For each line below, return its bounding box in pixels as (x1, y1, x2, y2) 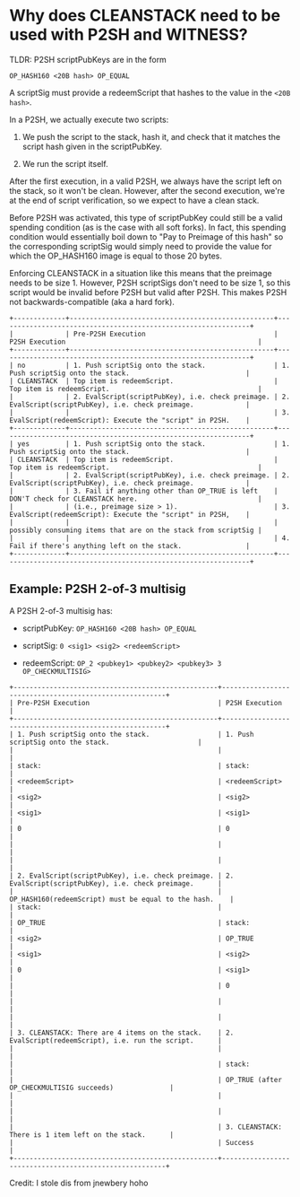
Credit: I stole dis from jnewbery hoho (9, 1177, 149, 1188)
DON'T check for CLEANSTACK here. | (9, 494, 262, 503)
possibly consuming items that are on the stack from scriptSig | (9, 526, 262, 535)
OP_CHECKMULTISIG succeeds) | (9, 1083, 175, 1092)
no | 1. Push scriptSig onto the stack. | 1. (17, 361, 291, 370)
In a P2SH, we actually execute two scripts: (9, 114, 169, 125)
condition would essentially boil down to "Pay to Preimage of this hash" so (9, 231, 284, 242)
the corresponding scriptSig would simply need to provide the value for (9, 240, 272, 251)
